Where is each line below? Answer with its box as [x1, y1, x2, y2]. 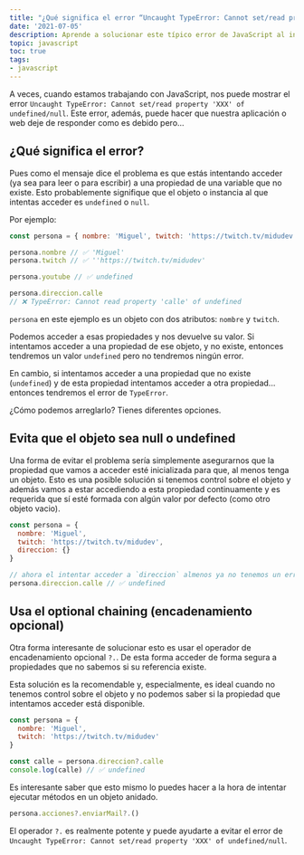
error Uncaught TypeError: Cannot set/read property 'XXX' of [9, 98, 245, 109]
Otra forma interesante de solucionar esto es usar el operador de [9, 641, 252, 652]
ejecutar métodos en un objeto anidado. [9, 791, 158, 802]
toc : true [9, 47, 47, 56]
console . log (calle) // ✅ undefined [9, 765, 146, 774]
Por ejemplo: [9, 214, 57, 224]
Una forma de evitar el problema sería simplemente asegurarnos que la [9, 454, 275, 466]
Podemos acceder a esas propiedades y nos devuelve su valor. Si [9, 331, 255, 342]
